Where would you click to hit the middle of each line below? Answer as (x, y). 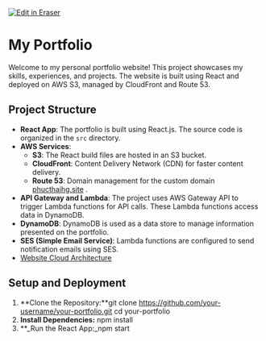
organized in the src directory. (70, 138)
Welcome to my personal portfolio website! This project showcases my (126, 67)
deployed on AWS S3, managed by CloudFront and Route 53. (110, 84)
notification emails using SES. (69, 249)
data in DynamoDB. (52, 214)
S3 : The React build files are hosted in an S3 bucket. (119, 155)
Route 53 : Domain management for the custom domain (123, 181)
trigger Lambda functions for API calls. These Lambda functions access (139, 206)
